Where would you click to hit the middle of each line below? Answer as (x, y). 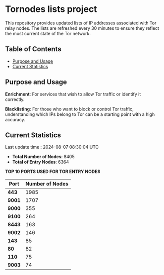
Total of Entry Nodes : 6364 (41, 162)
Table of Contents (33, 49)
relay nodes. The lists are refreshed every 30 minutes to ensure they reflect (82, 28)
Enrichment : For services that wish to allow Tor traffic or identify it (73, 94)
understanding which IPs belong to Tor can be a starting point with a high (80, 114)
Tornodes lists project (51, 9)
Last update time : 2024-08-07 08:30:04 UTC (52, 147)
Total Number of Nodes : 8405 (43, 157)
